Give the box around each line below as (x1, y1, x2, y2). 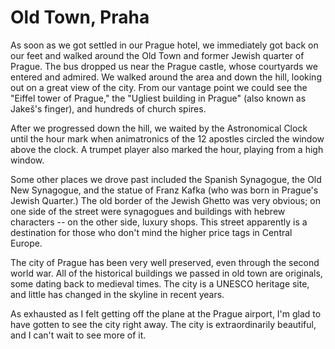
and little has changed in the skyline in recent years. (10, 288, 225, 300)
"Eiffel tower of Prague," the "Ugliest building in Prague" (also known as (10, 92, 307, 104)
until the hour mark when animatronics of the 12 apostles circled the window (10, 132, 325, 145)
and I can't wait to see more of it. (10, 329, 147, 341)
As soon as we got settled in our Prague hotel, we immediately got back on (10, 39, 319, 51)
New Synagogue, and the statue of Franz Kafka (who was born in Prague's (10, 184, 319, 196)
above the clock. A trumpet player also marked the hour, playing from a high (10, 143, 324, 155)
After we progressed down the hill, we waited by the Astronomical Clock (10, 122, 308, 134)
